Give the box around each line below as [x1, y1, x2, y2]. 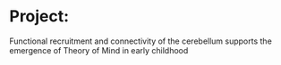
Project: [9, 6, 70, 27]
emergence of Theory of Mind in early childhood [9, 45, 189, 55]
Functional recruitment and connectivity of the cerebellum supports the [9, 36, 273, 46]
